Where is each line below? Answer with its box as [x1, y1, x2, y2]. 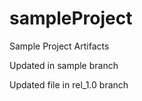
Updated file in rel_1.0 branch [9, 78, 129, 91]
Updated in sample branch [9, 59, 119, 71]
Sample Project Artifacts [9, 40, 110, 52]
